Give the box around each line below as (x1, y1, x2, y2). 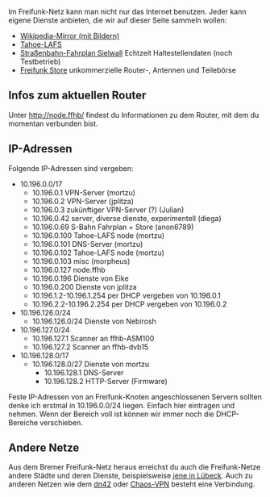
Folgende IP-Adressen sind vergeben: (8, 163, 134, 173)
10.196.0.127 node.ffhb (31, 265, 106, 274)
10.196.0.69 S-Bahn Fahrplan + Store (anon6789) (31, 222, 194, 232)
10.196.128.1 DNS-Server (44, 367, 124, 378)
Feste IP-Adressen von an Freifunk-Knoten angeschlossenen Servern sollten (8, 391, 262, 402)
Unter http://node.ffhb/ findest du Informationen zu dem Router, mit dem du (8, 110, 260, 119)
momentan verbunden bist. (8, 119, 98, 128)
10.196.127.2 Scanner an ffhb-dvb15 (31, 342, 149, 352)
